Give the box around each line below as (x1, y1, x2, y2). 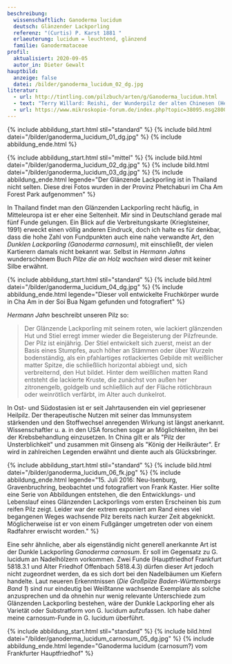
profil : (7, 49, 30, 56)
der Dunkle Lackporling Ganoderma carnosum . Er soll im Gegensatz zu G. (7, 547, 218, 556)
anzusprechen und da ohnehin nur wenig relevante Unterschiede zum (7, 592, 206, 600)
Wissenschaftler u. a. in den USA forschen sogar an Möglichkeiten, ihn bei (7, 425, 219, 433)
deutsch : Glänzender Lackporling (13, 23, 110, 30)
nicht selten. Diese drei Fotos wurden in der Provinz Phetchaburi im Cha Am (7, 182, 223, 191)
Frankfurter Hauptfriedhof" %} (7, 649, 94, 657)
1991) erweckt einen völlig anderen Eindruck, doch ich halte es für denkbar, (7, 225, 221, 233)
